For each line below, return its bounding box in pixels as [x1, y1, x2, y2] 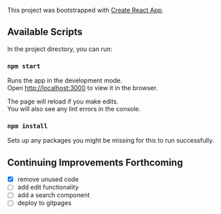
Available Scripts [7, 26, 83, 38]
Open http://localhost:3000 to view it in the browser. [7, 84, 158, 92]
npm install [7, 122, 48, 130]
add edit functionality [17, 183, 79, 192]
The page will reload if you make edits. [7, 97, 119, 106]
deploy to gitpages [17, 199, 72, 207]
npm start [7, 62, 41, 70]
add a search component [17, 191, 90, 199]
